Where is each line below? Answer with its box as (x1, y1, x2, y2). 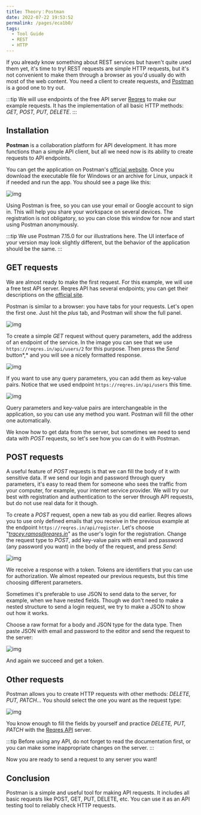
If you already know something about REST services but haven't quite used (6, 58, 191, 66)
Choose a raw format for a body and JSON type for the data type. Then (6, 621, 182, 628)
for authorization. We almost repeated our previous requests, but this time (6, 573, 188, 580)
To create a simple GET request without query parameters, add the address (6, 332, 193, 339)
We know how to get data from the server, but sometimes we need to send (6, 428, 190, 436)
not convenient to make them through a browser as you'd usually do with (6, 71, 186, 78)
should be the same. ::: (6, 245, 63, 252)
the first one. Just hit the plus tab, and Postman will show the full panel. (6, 309, 182, 316)
